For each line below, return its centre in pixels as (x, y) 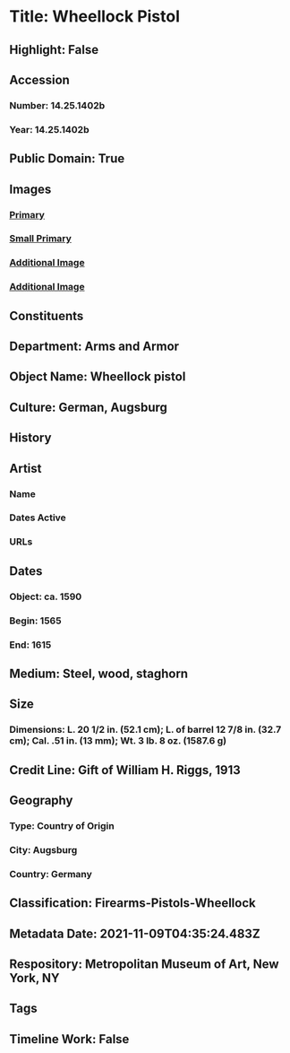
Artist (26, 468)
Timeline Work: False (69, 1039)
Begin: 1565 (35, 621)
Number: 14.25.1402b (57, 105)
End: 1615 (30, 645)
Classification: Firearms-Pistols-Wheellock (133, 903)
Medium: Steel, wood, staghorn (99, 673)
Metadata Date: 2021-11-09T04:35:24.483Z (135, 933)
